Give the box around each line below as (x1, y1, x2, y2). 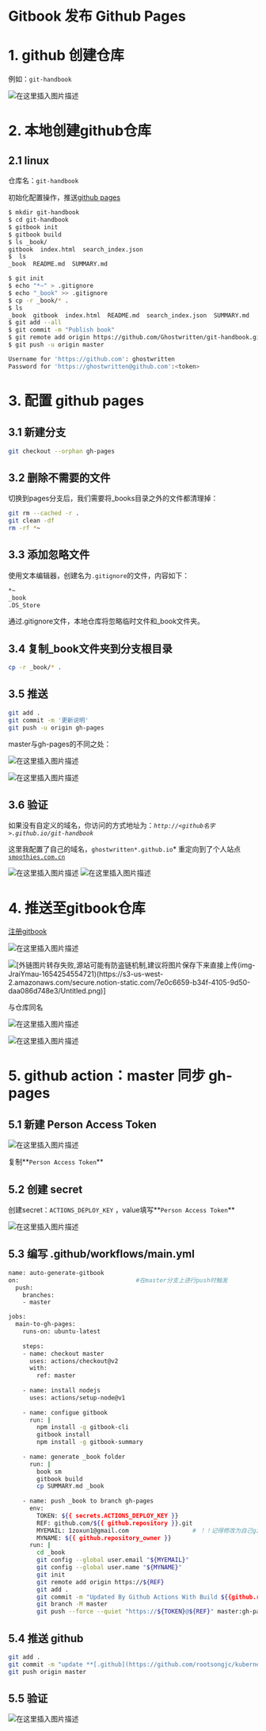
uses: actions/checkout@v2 (28, 1357, 119, 1365)
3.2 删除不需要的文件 (8, 471, 111, 484)
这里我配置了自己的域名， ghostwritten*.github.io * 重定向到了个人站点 (8, 844, 241, 854)
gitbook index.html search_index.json (8, 245, 144, 254)
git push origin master (8, 1668, 87, 1675)
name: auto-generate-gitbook (8, 1269, 104, 1277)
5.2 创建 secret (8, 1182, 83, 1196)
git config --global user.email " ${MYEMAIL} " (36, 1556, 190, 1564)
